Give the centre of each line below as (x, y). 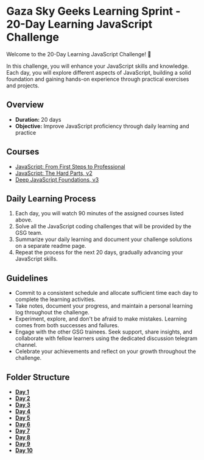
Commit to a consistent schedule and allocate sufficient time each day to (106, 293)
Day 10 (24, 450)
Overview (25, 105)
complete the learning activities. (55, 299)
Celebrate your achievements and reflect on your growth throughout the (105, 351)
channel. (26, 345)
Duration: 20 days (38, 119)
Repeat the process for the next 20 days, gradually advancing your (99, 253)
